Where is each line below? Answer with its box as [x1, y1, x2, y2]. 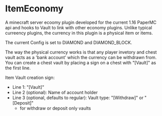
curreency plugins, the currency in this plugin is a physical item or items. [5, 30, 153, 36]
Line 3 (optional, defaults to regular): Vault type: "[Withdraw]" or [12, 95, 144, 101]
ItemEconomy [5, 3, 63, 14]
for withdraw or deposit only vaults [19, 105, 91, 111]
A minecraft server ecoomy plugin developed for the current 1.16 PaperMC [5, 19, 157, 25]
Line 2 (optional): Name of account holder [12, 89, 98, 95]
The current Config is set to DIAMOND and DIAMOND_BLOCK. [5, 39, 132, 45]
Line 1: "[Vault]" [12, 84, 45, 90]
